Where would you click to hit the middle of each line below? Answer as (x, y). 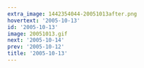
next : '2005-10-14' (36, 40)
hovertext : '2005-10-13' (44, 21)
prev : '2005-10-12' (36, 47)
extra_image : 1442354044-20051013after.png (72, 14)
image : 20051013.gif (38, 34)
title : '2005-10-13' (38, 54)
